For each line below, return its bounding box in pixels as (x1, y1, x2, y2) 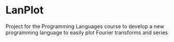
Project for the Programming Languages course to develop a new (5, 23, 165, 30)
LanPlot (5, 3, 44, 17)
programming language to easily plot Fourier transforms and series (5, 29, 168, 36)
